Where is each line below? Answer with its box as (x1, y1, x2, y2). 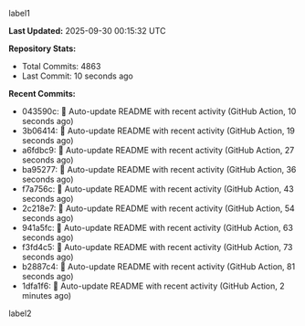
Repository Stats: (8, 43, 77, 54)
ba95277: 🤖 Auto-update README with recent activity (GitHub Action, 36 (21, 164, 297, 174)
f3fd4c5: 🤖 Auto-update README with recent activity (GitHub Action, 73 (21, 242, 293, 252)
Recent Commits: (8, 89, 76, 99)
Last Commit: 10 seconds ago (21, 70, 133, 81)
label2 (8, 308, 32, 319)
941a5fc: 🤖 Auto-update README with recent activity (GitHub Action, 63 (21, 223, 294, 233)
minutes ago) (21, 290, 72, 300)
